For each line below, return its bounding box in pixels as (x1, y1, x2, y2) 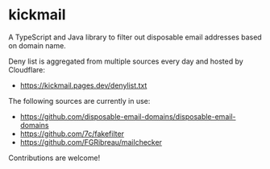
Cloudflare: (8, 64, 46, 74)
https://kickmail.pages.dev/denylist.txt (19, 80, 147, 90)
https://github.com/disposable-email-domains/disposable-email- (19, 111, 236, 122)
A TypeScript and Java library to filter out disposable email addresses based (8, 32, 262, 42)
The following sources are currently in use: (8, 96, 151, 105)
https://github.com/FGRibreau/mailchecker (19, 137, 163, 146)
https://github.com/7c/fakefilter (19, 129, 125, 138)
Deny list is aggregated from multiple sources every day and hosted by (8, 56, 243, 66)
